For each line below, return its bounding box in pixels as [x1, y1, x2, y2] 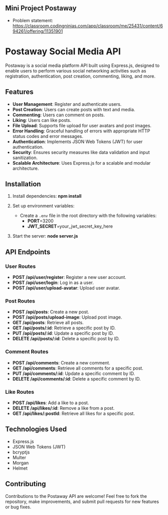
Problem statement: [12, 17, 54, 23]
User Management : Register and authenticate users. [12, 101, 122, 107]
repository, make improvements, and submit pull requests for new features [5, 498, 159, 504]
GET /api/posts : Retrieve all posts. [12, 320, 84, 326]
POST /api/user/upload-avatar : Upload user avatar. [12, 285, 120, 291]
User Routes [5, 263, 36, 270]
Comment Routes [5, 348, 49, 355]
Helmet [12, 465, 28, 471]
